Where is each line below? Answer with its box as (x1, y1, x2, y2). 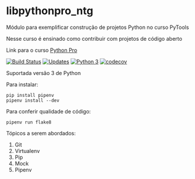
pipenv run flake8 (6, 119, 52, 125)
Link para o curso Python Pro (6, 46, 78, 54)
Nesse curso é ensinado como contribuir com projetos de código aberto (6, 35, 183, 42)
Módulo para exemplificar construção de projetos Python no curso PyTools (6, 24, 190, 31)
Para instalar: (6, 81, 39, 88)
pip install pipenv (6, 92, 55, 98)
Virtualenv (14, 147, 40, 154)
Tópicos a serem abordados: (6, 129, 76, 136)
